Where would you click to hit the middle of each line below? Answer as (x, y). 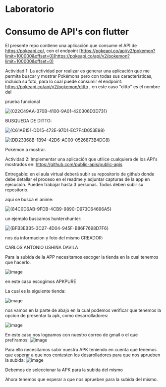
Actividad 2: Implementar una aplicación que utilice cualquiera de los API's (81, 159)
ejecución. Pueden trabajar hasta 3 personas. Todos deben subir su (74, 185)
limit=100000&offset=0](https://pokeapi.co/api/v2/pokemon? (67, 56)
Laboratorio (30, 9)
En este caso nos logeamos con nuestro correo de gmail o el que (71, 335)
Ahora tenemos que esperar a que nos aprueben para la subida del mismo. (82, 380)
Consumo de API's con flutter (67, 32)
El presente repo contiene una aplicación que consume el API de (71, 46)
